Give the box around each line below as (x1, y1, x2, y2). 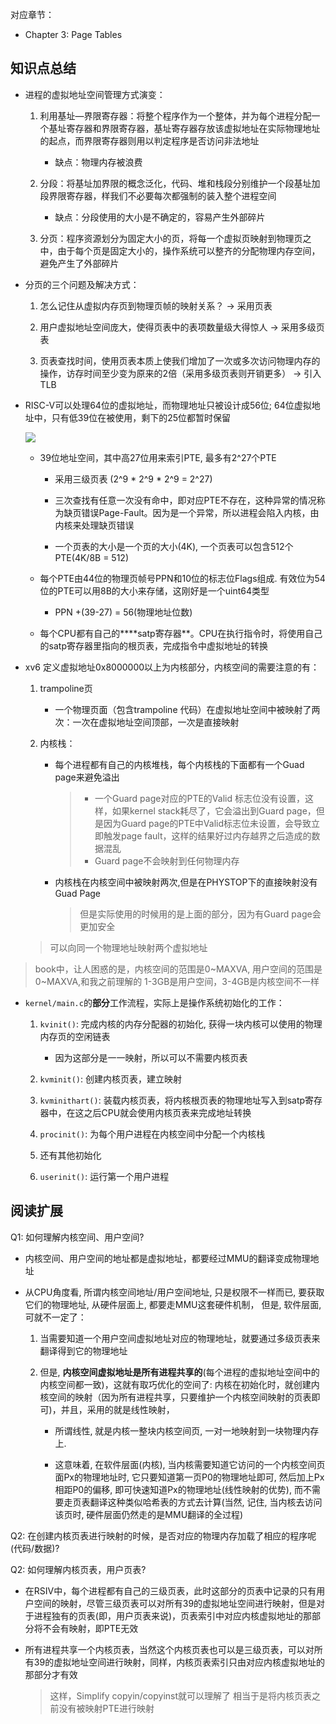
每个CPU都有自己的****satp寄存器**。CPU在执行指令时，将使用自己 (39, 627, 323, 639)
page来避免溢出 (54, 771, 120, 783)
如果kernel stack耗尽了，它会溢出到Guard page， (111, 804, 317, 817)
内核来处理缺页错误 (54, 519, 135, 531)
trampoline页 (39, 682, 93, 694)
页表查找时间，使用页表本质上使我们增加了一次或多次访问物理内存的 (39, 354, 321, 367)
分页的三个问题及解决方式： (24, 278, 140, 290)
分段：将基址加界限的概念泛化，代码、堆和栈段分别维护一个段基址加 (39, 177, 321, 189)
